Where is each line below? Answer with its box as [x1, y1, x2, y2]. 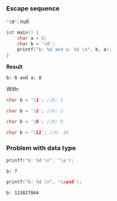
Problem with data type [6, 144, 77, 152]
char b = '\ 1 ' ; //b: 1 [6, 97, 63, 103]
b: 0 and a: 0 [6, 74, 42, 81]
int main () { [6, 30, 39, 36]
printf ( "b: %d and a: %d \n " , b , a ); [17, 46, 112, 53]
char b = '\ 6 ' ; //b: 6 [6, 119, 63, 125]
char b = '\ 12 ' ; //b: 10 [6, 130, 69, 136]
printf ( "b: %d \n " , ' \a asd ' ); [6, 179, 83, 185]
